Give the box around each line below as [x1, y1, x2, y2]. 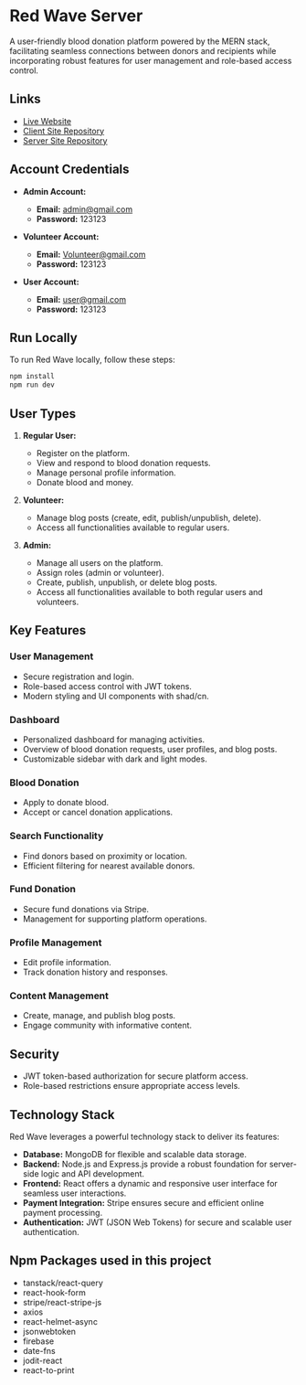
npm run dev [9, 380, 55, 389]
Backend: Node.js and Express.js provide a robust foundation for [22, 1158, 268, 1170]
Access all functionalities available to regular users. [36, 522, 230, 533]
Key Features [9, 623, 87, 638]
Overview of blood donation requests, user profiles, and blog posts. [22, 743, 278, 754]
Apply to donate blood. [22, 797, 110, 808]
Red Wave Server [9, 5, 143, 27]
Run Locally [9, 330, 78, 346]
